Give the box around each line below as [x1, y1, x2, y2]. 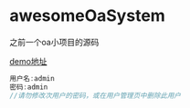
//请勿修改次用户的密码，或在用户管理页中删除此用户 [9, 91, 181, 100]
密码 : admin [9, 83, 48, 92]
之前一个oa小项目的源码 [9, 36, 100, 47]
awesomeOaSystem [9, 5, 166, 26]
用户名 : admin [9, 74, 55, 83]
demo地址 [9, 55, 47, 66]
